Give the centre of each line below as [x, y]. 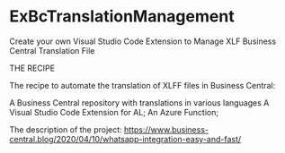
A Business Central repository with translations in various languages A [139, 102]
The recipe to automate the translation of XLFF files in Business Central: [142, 85]
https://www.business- [167, 129]
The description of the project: [66, 129]
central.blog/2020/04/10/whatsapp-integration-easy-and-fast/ [125, 139]
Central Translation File [52, 50]
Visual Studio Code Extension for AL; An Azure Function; [114, 112]
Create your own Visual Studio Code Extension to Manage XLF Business [143, 41]
